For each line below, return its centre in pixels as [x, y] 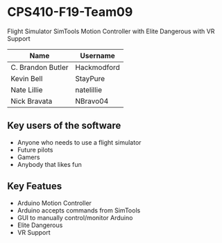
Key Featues [35, 187]
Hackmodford [97, 67]
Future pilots [35, 150]
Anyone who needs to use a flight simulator [79, 142]
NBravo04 [92, 101]
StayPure [90, 78]
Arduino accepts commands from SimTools [79, 210]
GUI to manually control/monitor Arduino [75, 217]
